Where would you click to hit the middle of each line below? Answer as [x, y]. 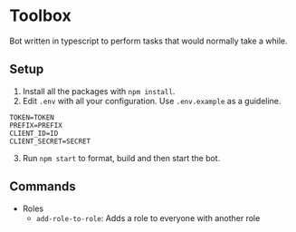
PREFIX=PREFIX [36, 125]
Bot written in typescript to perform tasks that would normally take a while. [148, 41]
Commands [43, 187]
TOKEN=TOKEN [32, 117]
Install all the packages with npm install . [99, 91]
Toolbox [40, 16]
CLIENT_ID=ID [34, 133]
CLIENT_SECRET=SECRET [50, 141]
